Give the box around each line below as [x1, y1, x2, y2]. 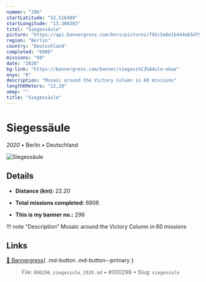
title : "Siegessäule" [6, 94, 62, 101]
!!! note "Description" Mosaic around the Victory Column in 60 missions [6, 223, 187, 230]
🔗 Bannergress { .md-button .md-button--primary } [6, 257, 134, 264]
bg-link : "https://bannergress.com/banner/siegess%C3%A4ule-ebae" [6, 66, 180, 72]
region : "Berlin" [6, 37, 51, 44]
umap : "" [6, 89, 29, 95]
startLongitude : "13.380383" [6, 20, 81, 26]
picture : [6, 32, 29, 38]
